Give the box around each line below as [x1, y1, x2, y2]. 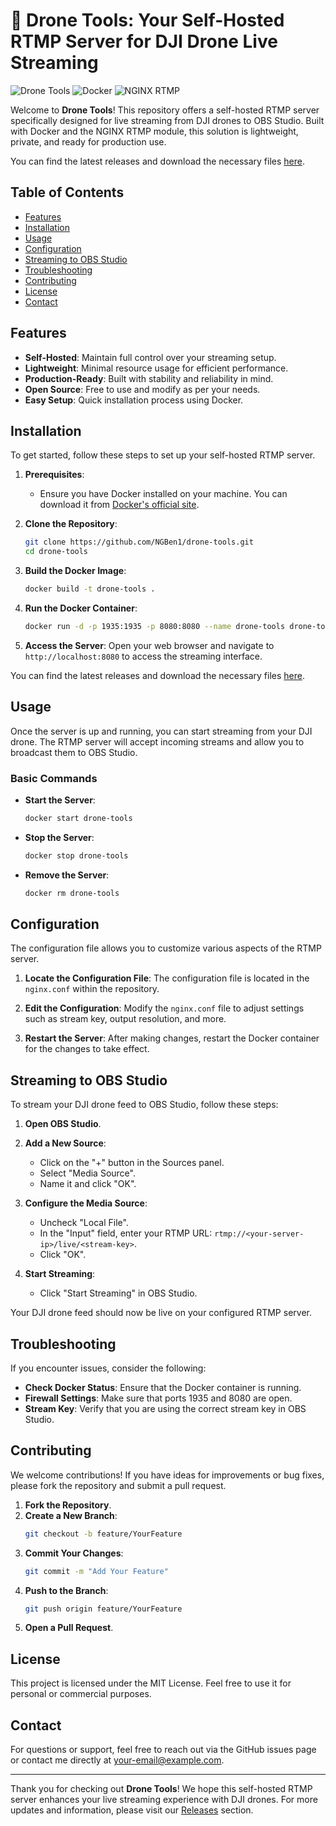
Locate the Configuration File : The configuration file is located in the [24, 972, 310, 984]
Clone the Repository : [24, 518, 118, 530]
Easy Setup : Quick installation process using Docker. [24, 394, 244, 406]
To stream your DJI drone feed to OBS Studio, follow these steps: [10, 1099, 279, 1111]
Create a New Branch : [24, 1509, 118, 1521]
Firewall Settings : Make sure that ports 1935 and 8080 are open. [24, 1392, 293, 1404]
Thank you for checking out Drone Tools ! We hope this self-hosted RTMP [10, 1783, 313, 1795]
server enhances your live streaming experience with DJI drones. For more [10, 1794, 318, 1806]
